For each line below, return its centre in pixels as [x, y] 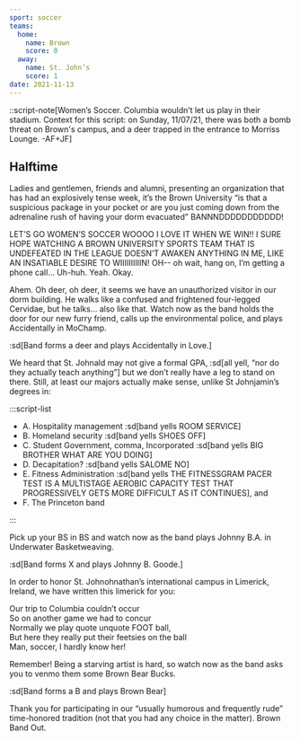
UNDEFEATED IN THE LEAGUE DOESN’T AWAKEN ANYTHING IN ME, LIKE [147, 253]
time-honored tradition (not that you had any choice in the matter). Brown [145, 718]
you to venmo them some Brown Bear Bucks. [93, 674]
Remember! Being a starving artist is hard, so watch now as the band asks [146, 665]
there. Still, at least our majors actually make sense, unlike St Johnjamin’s [145, 382]
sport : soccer [36, 18]
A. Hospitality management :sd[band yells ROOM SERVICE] [132, 427]
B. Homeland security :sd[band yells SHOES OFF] [114, 436]
